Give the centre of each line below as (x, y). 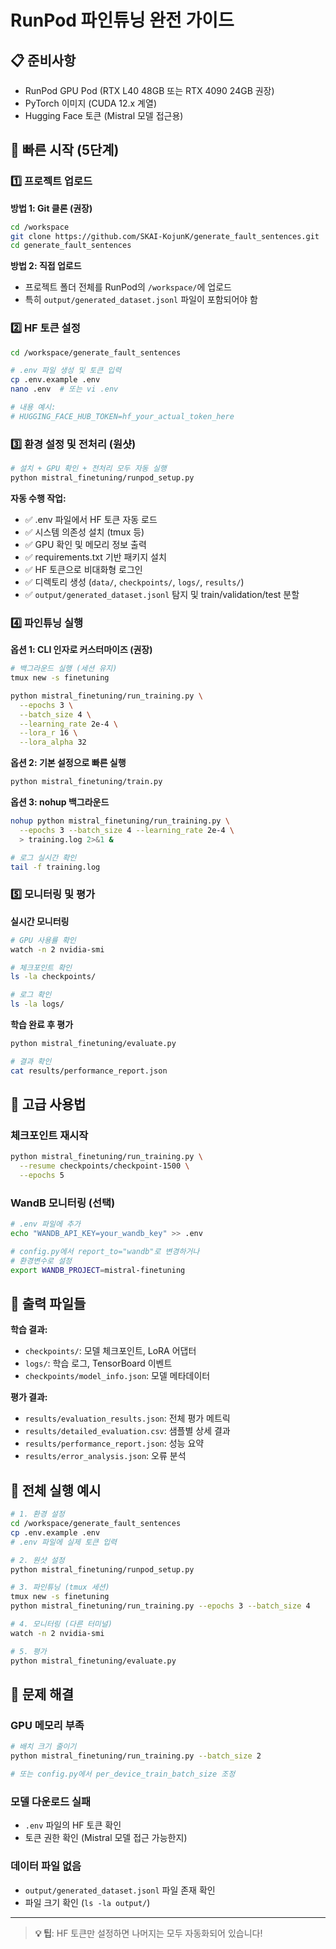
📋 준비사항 (43, 60)
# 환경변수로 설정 (41, 1261)
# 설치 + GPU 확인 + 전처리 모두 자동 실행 (88, 469)
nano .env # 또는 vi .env (64, 389)
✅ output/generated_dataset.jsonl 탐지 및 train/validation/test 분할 (162, 594)
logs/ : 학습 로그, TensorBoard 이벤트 (98, 1363)
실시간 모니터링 (40, 921)
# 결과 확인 (31, 1061)
